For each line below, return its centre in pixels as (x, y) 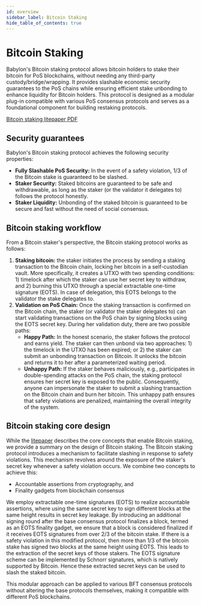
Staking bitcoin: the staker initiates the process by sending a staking (100, 260)
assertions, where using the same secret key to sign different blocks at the (98, 508)
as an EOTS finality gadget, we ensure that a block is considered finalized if (100, 527)
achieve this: (22, 472)
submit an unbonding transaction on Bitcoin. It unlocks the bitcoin (105, 356)
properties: (20, 159)
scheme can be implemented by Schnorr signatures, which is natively (92, 559)
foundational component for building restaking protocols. (76, 108)
